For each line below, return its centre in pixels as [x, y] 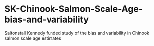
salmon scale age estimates [33, 38]
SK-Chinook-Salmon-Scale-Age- [74, 9]
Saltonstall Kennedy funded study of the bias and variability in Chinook [77, 33]
